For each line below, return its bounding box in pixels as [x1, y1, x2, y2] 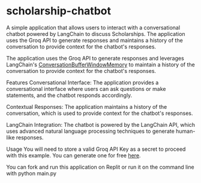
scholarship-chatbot [6, 4, 112, 18]
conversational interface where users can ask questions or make [6, 85, 166, 92]
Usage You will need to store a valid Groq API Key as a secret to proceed [6, 145, 186, 152]
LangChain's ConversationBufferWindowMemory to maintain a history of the [6, 61, 195, 68]
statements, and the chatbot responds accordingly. [6, 91, 133, 99]
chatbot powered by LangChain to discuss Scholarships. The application [6, 30, 185, 37]
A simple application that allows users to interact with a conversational [6, 24, 181, 31]
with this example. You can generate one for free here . [6, 151, 141, 159]
